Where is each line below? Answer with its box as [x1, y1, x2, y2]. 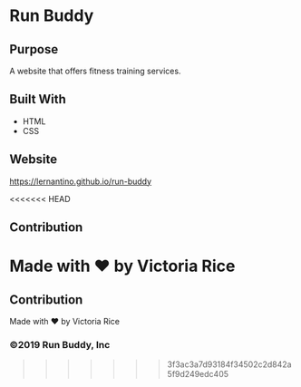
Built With [9, 92, 66, 107]
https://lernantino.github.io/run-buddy [9, 176, 152, 187]
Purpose [9, 42, 59, 57]
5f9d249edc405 [167, 369, 229, 380]
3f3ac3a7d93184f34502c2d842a [167, 359, 292, 370]
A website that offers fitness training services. [9, 65, 181, 76]
